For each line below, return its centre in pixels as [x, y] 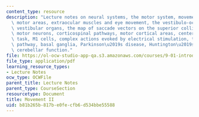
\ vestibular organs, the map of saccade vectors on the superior [95, 28]
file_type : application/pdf [41, 61]
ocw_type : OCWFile [29, 77]
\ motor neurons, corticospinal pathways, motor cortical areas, [94, 34]
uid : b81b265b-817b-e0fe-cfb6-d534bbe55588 [61, 105]
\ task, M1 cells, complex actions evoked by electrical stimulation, [100, 39]
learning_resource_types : [38, 66]
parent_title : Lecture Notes [42, 83]
